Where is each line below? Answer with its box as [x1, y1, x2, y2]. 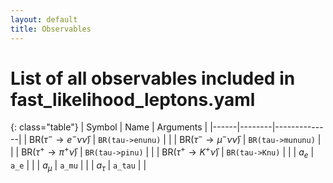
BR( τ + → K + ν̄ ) [161, 144, 219, 158]
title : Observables [10, 24, 92, 34]
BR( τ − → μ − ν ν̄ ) [179, 132, 241, 146]
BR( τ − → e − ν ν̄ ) [29, 132, 91, 146]
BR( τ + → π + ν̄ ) [21, 144, 78, 158]
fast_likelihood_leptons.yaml [10, 88, 256, 111]
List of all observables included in [10, 67, 296, 90]
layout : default [10, 14, 78, 25]
